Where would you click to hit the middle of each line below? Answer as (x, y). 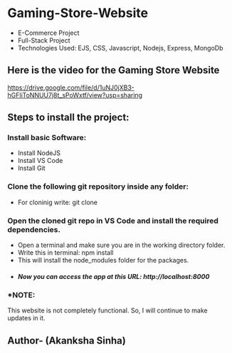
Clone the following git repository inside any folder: (98, 186)
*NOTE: (21, 295)
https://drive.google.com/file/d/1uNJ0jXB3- (71, 88)
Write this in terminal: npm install (65, 253)
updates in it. (26, 318)
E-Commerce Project (48, 33)
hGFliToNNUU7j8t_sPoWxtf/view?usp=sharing (75, 95)
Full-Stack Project (44, 40)
